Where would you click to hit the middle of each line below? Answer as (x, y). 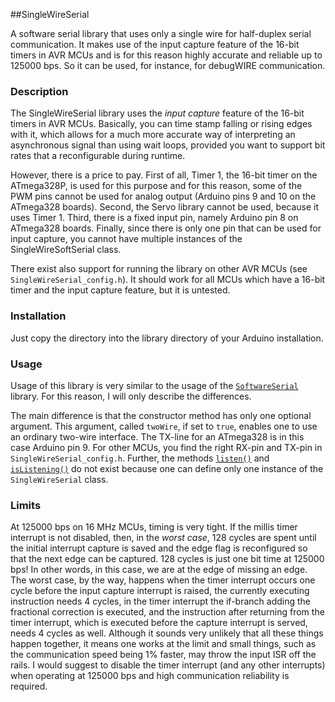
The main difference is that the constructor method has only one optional (161, 415)
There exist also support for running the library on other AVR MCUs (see (159, 269)
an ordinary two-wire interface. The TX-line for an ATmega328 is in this (157, 436)
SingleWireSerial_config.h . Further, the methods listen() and (140, 458)
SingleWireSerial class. (59, 479)
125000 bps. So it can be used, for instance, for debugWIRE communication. (168, 65)
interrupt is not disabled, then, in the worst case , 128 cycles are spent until (163, 538)
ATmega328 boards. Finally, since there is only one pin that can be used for (166, 228)
